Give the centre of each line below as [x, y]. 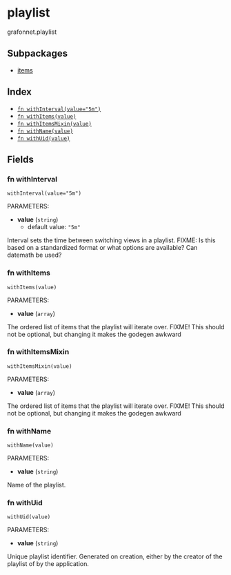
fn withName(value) [45, 131]
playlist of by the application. [48, 564]
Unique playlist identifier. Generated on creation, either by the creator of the [115, 556]
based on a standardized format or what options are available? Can [102, 248]
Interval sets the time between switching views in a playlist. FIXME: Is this [111, 240]
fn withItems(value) [47, 116]
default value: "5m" [54, 227]
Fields [21, 159]
